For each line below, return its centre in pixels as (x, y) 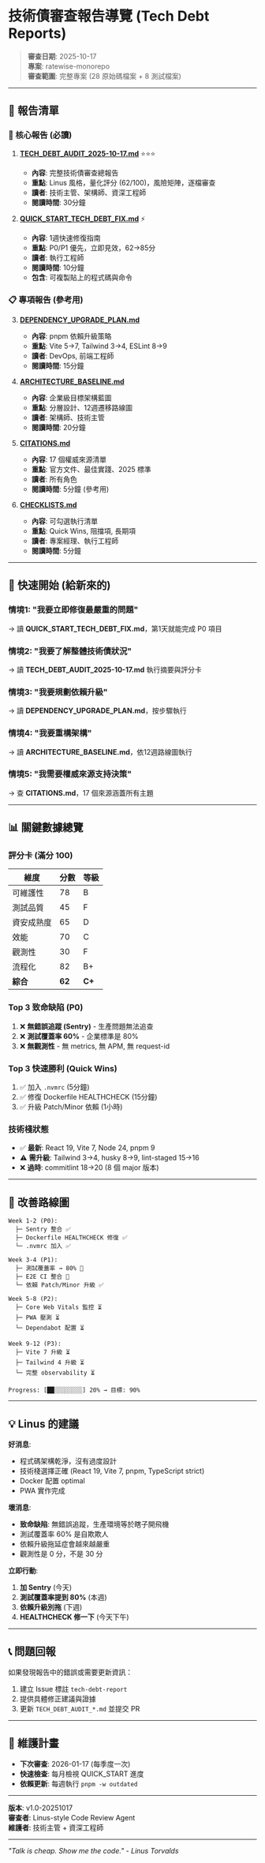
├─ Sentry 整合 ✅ (43, 1230)
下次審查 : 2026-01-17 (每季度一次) (75, 1764)
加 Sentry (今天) (46, 1587)
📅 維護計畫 (34, 1743)
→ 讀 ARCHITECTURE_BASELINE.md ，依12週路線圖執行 (100, 752)
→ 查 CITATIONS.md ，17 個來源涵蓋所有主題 (81, 793)
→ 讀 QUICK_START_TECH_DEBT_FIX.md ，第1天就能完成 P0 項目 (115, 628)
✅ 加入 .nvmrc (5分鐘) (54, 1087)
